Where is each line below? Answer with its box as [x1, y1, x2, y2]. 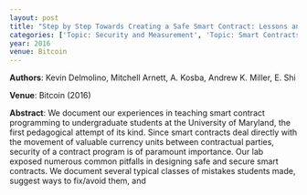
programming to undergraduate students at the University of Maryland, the [9, 118, 291, 128]
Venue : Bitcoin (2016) [9, 90, 91, 101]
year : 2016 [9, 38, 51, 48]
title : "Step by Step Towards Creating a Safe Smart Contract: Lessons [9, 22, 288, 31]
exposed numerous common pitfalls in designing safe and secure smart [9, 156, 279, 167]
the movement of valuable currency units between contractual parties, [9, 137, 274, 148]
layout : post [9, 13, 59, 23]
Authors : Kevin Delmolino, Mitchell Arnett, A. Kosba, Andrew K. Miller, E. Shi [9, 72, 296, 83]
